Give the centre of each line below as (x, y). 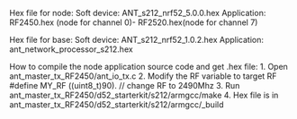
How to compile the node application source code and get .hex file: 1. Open (148, 67)
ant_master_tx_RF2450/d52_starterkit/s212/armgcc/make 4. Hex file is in (144, 95)
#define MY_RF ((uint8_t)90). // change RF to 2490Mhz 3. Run (125, 85)
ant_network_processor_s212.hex (71, 49)
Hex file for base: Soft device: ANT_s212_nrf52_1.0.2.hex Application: (136, 40)
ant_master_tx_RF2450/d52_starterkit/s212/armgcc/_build (117, 105)
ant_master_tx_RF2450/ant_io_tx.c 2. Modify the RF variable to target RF (143, 76)
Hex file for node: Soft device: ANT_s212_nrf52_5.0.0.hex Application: (138, 13)
